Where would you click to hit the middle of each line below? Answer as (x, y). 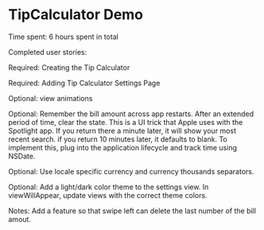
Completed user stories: (48, 52)
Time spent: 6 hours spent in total (64, 37)
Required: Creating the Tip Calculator (69, 67)
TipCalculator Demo (76, 15)
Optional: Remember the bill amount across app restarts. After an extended (131, 114)
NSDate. (22, 156)
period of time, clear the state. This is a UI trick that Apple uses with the (126, 122)
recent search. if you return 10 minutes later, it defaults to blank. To (118, 139)
